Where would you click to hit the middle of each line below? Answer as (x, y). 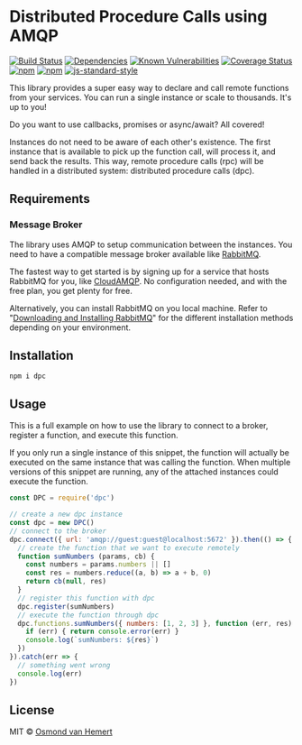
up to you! (28, 106)
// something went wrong (64, 665)
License (32, 710)
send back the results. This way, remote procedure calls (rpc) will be (137, 161)
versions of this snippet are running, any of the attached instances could (144, 472)
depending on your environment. (70, 327)
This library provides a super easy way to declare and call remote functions (149, 87)
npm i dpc (28, 376)
